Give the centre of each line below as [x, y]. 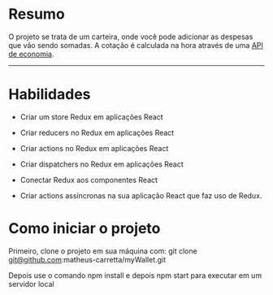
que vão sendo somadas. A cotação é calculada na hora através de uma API [136, 45]
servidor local [31, 284]
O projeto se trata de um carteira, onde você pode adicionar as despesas [131, 37]
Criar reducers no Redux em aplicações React [97, 132]
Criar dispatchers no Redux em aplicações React [102, 164]
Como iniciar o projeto [84, 229]
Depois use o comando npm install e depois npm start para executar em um [135, 275]
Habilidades [50, 95]
